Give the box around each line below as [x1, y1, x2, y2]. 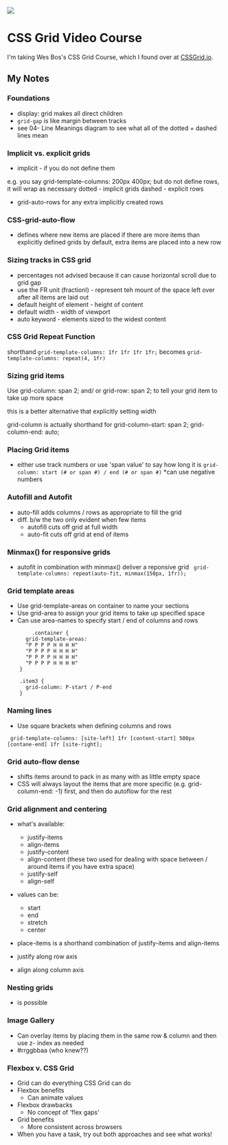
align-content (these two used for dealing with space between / [27, 855, 208, 863]
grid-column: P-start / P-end [25, 684, 112, 691]
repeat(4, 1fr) [62, 355, 106, 361]
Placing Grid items [7, 445, 70, 454]
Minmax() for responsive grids [7, 547, 111, 557]
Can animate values [27, 1093, 84, 1102]
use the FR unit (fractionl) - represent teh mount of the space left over [16, 286, 215, 294]
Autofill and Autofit [7, 492, 73, 502]
